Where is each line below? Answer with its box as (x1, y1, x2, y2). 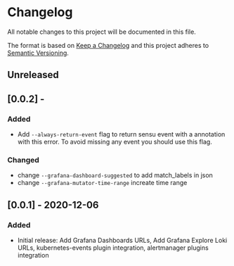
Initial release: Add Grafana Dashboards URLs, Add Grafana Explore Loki (17, 236, 228, 244)
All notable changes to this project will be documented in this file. (7, 27, 197, 36)
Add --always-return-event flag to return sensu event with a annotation (17, 130, 226, 139)
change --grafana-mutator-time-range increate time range (17, 179, 188, 187)
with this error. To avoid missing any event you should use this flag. (17, 138, 212, 146)
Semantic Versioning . (7, 49, 69, 57)
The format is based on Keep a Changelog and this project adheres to (7, 41, 209, 49)
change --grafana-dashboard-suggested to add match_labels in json (17, 171, 213, 179)
